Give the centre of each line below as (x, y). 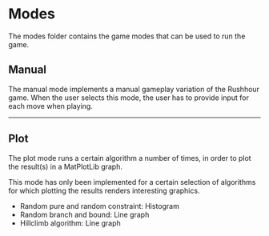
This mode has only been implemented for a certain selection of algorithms (132, 182)
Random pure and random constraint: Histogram (100, 206)
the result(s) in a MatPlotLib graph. (65, 166)
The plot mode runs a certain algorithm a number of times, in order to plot (130, 158)
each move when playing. (51, 106)
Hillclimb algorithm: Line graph (70, 223)
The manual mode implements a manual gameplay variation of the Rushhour (134, 89)
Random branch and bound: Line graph (84, 214)
